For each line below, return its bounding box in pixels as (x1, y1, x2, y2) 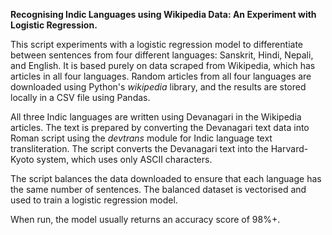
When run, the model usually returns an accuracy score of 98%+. (10, 214, 281, 225)
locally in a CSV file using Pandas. (10, 92, 151, 103)
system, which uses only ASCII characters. (36, 154, 213, 165)
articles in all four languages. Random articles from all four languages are (10, 70, 312, 82)
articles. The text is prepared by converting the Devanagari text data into (10, 122, 310, 133)
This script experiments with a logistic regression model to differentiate (10, 39, 303, 50)
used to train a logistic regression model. (10, 194, 178, 206)
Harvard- (270, 143, 309, 154)
